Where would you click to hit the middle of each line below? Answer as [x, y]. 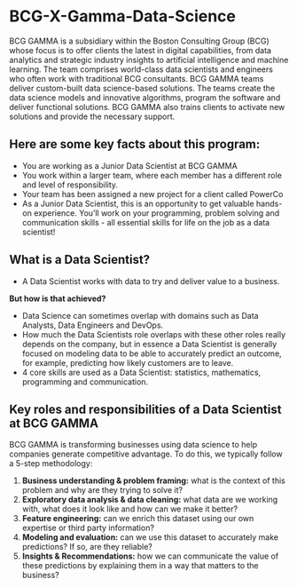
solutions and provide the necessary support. [92, 116]
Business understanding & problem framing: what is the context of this [153, 480]
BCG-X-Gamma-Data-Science [123, 16]
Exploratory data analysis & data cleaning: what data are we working [150, 500]
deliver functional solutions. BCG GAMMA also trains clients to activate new [147, 107]
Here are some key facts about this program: [135, 144]
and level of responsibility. [70, 185]
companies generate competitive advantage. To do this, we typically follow [146, 454]
